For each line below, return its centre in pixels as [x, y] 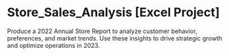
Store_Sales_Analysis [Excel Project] [113, 12]
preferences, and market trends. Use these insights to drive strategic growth [115, 38]
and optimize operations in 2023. [54, 45]
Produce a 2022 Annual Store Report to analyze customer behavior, [102, 31]
